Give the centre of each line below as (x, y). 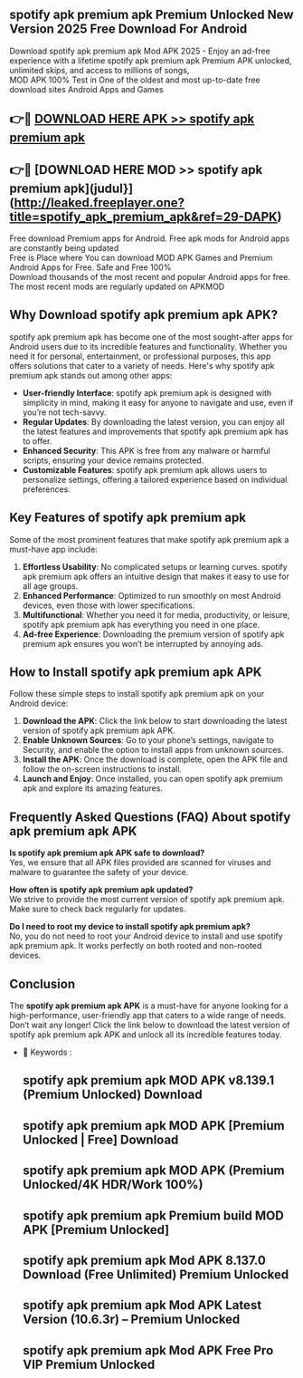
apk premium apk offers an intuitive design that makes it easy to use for (156, 576)
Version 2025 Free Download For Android (128, 29)
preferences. (46, 489)
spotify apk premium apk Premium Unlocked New (151, 15)
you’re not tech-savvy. (64, 412)
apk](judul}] (98, 188)
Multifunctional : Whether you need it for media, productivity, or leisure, (156, 614)
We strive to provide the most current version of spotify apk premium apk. (147, 900)
